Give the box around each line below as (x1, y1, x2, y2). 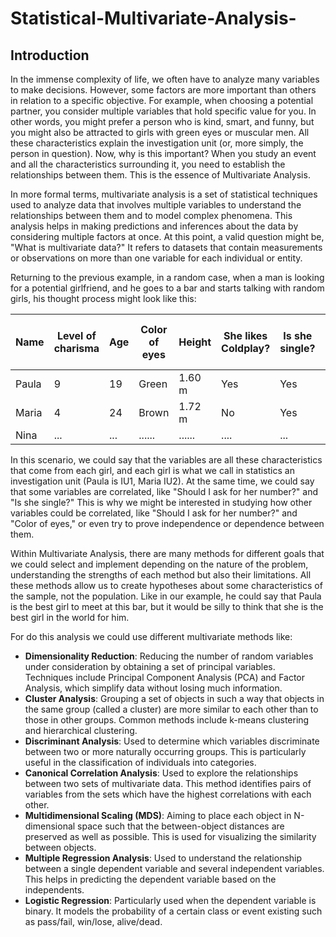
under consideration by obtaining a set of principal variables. (24, 661, 276, 672)
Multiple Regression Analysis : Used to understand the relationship (24, 852, 303, 864)
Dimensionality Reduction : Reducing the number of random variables (24, 650, 314, 662)
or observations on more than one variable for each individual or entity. (10, 252, 303, 264)
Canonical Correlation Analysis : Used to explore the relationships (24, 767, 299, 779)
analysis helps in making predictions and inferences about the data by (10, 220, 299, 232)
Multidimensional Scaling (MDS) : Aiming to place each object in (24, 810, 292, 821)
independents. (24, 884, 85, 896)
